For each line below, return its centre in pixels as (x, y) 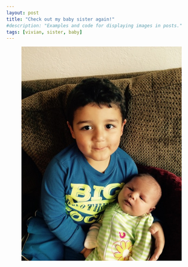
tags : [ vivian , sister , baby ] (44, 32)
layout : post (23, 13)
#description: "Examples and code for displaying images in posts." (94, 25)
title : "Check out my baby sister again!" (60, 19)
